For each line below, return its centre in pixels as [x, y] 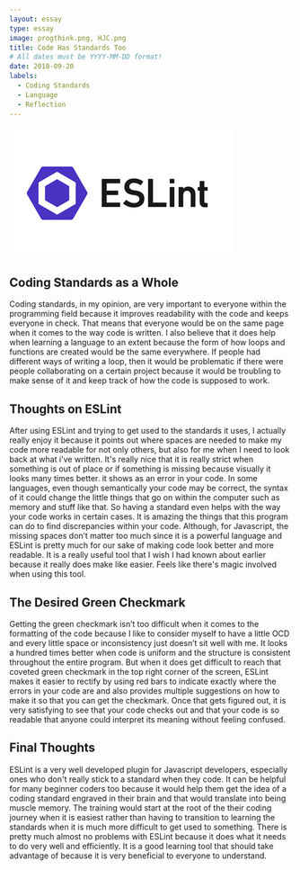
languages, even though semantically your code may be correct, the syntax [149, 488]
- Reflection [42, 104]
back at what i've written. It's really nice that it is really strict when [132, 460]
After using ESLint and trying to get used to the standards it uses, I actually [148, 431]
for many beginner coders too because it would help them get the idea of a [148, 788]
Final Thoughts [53, 748]
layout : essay [36, 19]
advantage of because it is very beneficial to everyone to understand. [138, 856]
